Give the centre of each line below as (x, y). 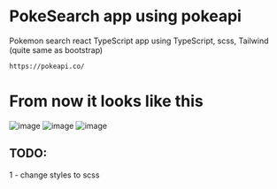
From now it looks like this (106, 101)
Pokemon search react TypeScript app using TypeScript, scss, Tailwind (139, 41)
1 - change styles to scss (54, 175)
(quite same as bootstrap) (56, 49)
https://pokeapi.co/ (47, 66)
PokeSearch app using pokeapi (125, 16)
